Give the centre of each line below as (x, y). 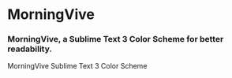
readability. (30, 49)
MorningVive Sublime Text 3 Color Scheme (77, 66)
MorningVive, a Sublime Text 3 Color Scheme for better (116, 39)
